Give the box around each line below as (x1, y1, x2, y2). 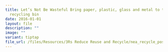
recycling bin (9, 12, 39, 17)
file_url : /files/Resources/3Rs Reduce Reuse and (5, 40, 111, 45)
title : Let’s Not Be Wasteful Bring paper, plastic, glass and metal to (5, 7, 160, 12)
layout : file (5, 21, 32, 26)
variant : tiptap (5, 35, 39, 40)
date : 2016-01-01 (5, 16, 41, 21)
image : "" (5, 30, 26, 35)
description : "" (5, 26, 39, 31)
